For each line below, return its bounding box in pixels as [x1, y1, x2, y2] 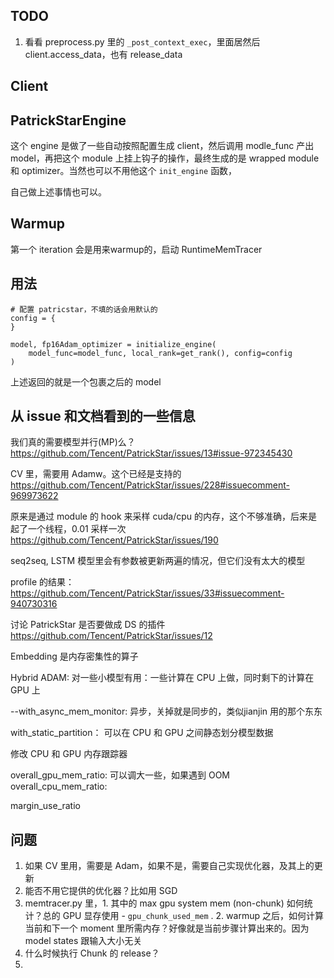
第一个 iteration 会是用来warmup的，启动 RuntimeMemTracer [10, 243, 263, 255]
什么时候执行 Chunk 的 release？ [24, 947, 160, 959]
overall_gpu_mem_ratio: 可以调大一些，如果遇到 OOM [10, 769, 231, 781]
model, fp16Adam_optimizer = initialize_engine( [10, 339, 217, 349]
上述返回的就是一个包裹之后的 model [10, 375, 162, 388]
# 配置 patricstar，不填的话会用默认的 [10, 304, 158, 314]
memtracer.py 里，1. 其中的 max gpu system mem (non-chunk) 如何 [24, 897, 305, 909]
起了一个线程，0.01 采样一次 [10, 523, 127, 535]
